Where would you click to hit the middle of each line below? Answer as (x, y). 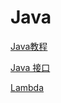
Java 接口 (30, 67)
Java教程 (29, 46)
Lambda (27, 87)
